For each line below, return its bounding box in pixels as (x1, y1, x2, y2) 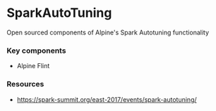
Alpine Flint (16, 62, 50, 70)
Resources (6, 79, 44, 89)
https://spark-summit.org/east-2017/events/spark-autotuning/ (16, 95, 197, 103)
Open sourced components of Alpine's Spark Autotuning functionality (6, 28, 210, 37)
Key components (6, 46, 66, 55)
